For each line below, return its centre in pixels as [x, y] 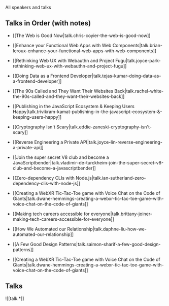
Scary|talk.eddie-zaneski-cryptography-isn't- [104, 127]
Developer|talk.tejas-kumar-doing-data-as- [116, 76]
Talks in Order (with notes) [48, 23]
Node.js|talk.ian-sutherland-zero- [111, 178]
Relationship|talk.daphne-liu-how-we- [107, 229]
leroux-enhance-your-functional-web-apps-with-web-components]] [84, 51]
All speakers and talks [28, 7]
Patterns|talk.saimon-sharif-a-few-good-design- [110, 244]
